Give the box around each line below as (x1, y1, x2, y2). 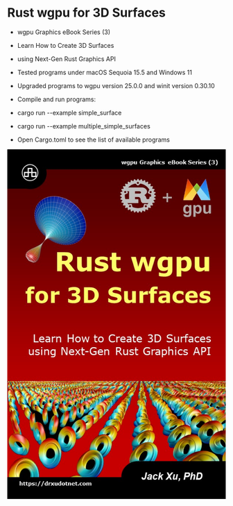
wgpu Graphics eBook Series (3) (17, 28, 111, 36)
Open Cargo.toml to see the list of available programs (17, 135, 170, 144)
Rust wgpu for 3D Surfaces (7, 5, 166, 21)
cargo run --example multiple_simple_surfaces (17, 121, 150, 130)
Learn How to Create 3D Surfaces (17, 41, 114, 49)
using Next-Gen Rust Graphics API (17, 54, 116, 63)
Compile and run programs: (17, 95, 96, 103)
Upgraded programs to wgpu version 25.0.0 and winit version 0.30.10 (17, 81, 215, 90)
